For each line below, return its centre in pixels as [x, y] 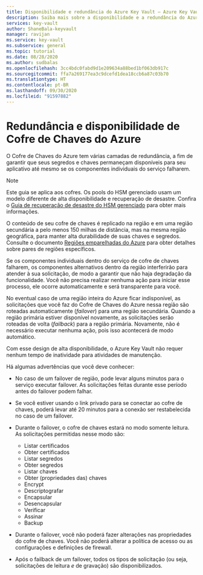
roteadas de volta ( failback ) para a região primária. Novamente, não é [93, 324]
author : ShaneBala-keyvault [42, 29]
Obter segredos [43, 465]
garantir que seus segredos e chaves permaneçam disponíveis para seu [96, 162]
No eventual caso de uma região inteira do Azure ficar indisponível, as [94, 298]
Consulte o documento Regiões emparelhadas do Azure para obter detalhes [101, 242]
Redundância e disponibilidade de [93, 126]
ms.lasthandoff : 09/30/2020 [42, 91]
